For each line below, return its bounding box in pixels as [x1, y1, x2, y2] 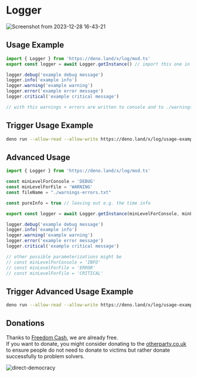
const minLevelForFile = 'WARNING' [6, 184, 93, 190]
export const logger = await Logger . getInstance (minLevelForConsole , [6, 211, 180, 216]
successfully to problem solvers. [6, 352, 85, 359]
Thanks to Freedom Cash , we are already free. [6, 333, 118, 341]
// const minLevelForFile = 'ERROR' [6, 265, 96, 271]
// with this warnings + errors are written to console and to [6, 104, 164, 110]
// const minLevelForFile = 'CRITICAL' [6, 270, 104, 276]
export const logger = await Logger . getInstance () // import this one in [6, 61, 191, 67]
